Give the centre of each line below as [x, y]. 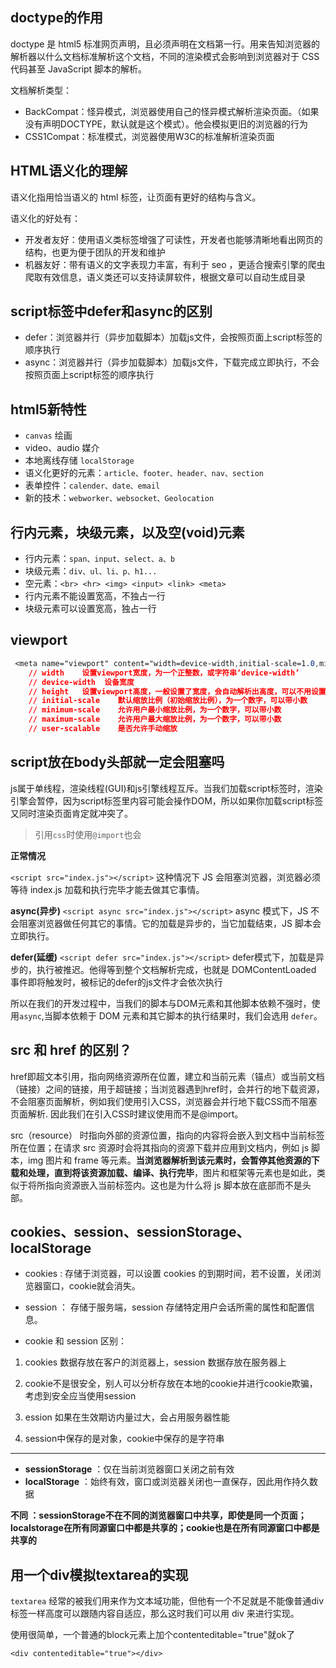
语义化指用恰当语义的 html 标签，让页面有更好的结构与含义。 [136, 197]
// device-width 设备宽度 [81, 682]
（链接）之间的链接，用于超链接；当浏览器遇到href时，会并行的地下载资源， [167, 1089]
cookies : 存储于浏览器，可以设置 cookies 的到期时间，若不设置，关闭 [168, 1274]
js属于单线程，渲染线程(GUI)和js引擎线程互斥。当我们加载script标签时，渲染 [166, 788]
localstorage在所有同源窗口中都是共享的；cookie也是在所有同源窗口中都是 [165, 1528]
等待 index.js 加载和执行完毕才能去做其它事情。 [107, 889]
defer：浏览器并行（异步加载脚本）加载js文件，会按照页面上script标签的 [173, 337]
